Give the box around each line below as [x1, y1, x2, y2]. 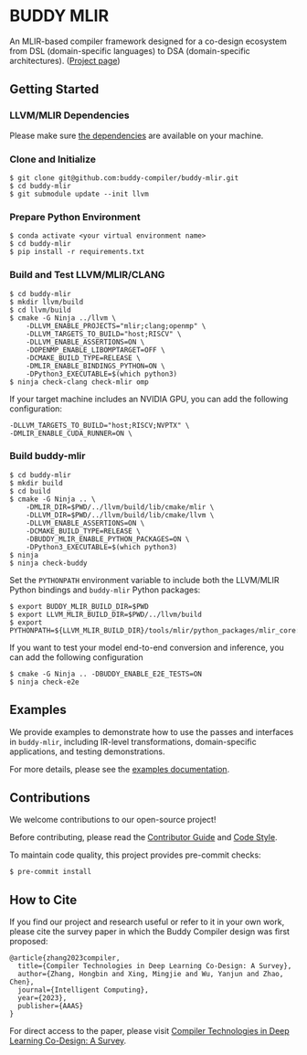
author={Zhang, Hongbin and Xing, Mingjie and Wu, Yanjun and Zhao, [17, 970, 284, 979]
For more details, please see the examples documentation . [9, 763, 230, 774]
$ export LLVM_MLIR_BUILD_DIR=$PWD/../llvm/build [9, 610, 203, 619]
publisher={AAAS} [17, 1002, 84, 1011]
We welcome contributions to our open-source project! [9, 815, 217, 826]
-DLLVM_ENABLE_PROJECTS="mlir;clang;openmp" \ [26, 321, 206, 330]
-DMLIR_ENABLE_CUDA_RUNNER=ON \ [9, 429, 132, 438]
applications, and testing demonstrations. [9, 746, 166, 757]
